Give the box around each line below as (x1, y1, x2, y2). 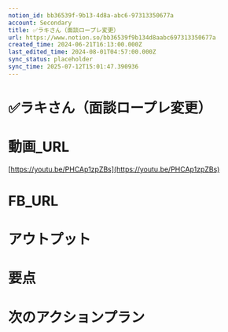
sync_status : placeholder (8, 56, 93, 64)
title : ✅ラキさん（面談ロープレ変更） (8, 26, 120, 34)
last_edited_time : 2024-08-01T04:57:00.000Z (8, 48, 156, 56)
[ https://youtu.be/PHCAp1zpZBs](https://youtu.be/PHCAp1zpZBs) (8, 164, 220, 174)
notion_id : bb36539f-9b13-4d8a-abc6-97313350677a (8, 11, 175, 20)
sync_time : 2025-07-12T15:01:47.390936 (8, 63, 139, 71)
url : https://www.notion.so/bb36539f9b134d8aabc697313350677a (8, 33, 216, 42)
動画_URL (8, 138, 70, 156)
